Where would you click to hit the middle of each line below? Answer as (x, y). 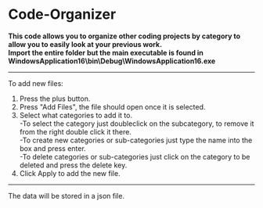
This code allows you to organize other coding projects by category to (124, 36)
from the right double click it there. (75, 131)
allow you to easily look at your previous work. (85, 44)
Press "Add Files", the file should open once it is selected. (112, 106)
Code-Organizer (62, 14)
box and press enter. (52, 148)
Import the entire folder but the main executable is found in (106, 52)
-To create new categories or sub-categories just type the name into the (136, 140)
